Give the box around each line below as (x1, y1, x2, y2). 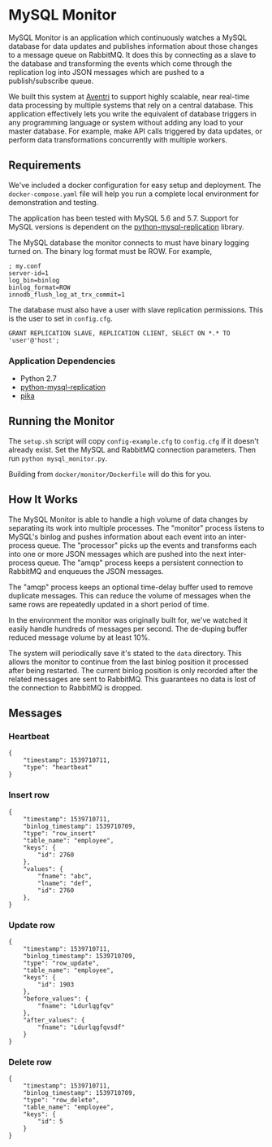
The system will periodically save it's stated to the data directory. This (8, 648, 242, 658)
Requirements (8, 159, 81, 173)
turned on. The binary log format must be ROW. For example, (8, 246, 213, 256)
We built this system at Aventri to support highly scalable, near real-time (8, 91, 250, 101)
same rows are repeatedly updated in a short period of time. (8, 599, 209, 609)
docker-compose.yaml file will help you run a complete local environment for (8, 189, 259, 199)
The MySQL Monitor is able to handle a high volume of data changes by (8, 514, 248, 524)
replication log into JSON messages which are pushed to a (8, 67, 205, 77)
